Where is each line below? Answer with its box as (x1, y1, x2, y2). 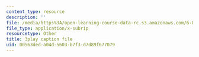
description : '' (6, 14, 46, 20)
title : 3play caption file (6, 36, 73, 42)
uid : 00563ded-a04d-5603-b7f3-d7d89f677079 (6, 42, 115, 48)
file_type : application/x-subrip (6, 25, 89, 31)
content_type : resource (6, 8, 65, 15)
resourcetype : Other (6, 31, 57, 37)
